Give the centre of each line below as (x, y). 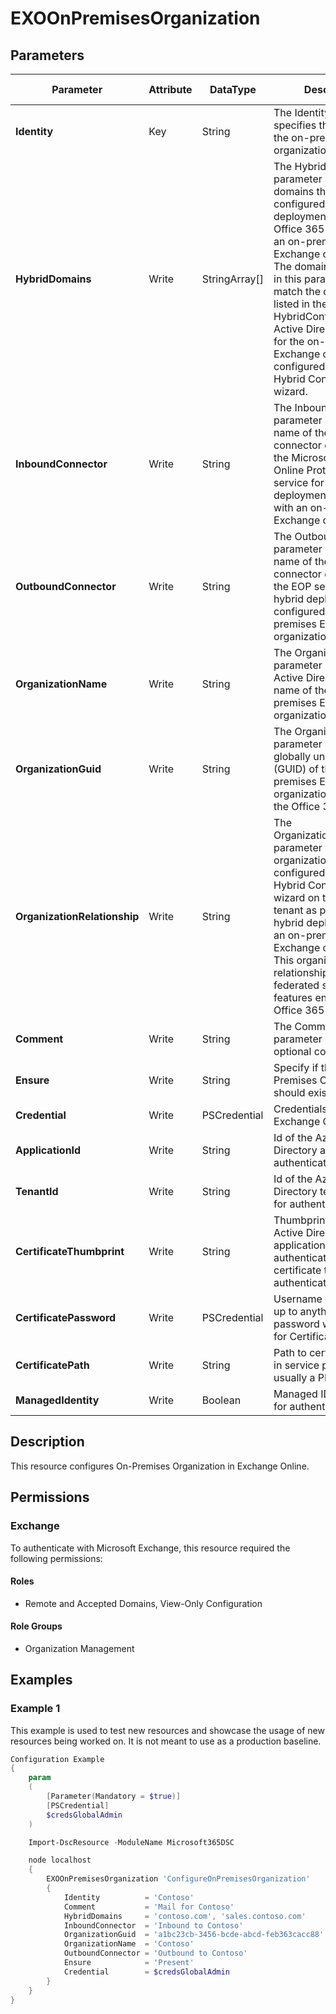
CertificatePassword (66, 1317)
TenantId (37, 1191)
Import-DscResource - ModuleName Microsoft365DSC (131, 1842)
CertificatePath (52, 1365)
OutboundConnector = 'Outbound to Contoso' (155, 1953)
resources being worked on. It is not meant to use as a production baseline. (166, 1741)
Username (298, 1299)
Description (47, 1442)
